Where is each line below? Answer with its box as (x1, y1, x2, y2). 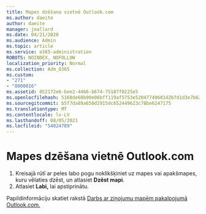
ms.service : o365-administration (6, 49, 92, 55)
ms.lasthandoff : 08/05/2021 (6, 117, 78, 123)
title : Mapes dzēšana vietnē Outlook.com (6, 9, 114, 15)
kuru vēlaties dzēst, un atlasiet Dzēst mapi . (15, 176, 124, 184)
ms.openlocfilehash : (6, 94, 59, 101)
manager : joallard (6, 26, 53, 32)
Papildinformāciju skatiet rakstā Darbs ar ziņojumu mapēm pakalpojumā (6, 194, 188, 202)
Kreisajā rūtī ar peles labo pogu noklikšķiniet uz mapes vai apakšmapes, (15, 170, 197, 177)
